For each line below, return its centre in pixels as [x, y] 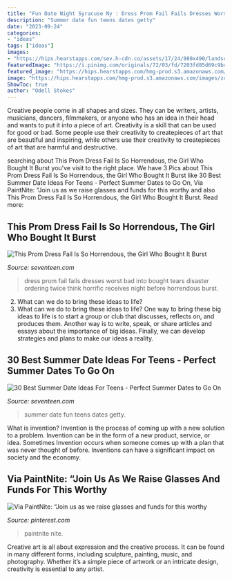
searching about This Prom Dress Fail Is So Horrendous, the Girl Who [105, 161]
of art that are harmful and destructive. [62, 147]
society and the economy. [44, 457]
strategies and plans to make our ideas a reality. [85, 338]
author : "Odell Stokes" [41, 91]
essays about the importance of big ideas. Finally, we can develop [111, 331]
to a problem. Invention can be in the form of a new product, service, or [109, 435]
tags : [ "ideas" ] [30, 46]
